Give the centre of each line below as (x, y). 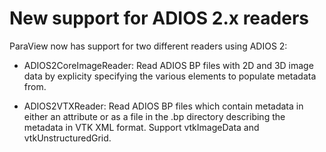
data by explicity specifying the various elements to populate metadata (170, 76)
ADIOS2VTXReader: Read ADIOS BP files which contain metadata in (163, 106)
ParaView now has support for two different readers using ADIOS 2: (148, 46)
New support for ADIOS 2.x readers (159, 18)
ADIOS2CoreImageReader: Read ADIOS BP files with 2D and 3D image (168, 65)
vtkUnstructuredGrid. (67, 138)
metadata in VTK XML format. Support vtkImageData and (141, 127)
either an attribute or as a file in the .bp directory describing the (154, 116)
